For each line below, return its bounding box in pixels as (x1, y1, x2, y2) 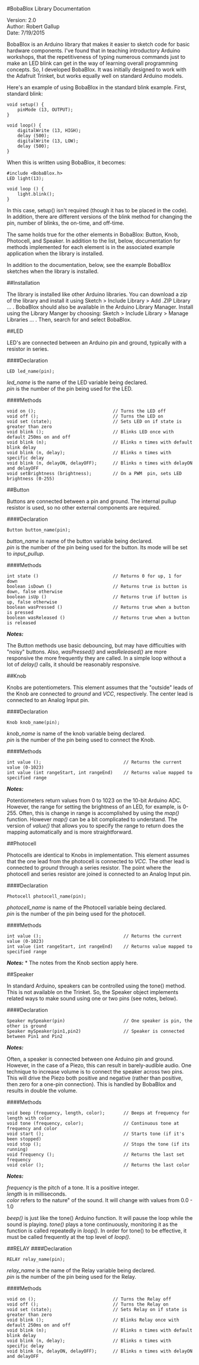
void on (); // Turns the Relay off (7, 1296, 171, 1302)
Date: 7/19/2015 (7, 29, 45, 36)
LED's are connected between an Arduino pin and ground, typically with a (7, 339, 187, 346)
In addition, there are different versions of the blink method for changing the (7, 213, 192, 220)
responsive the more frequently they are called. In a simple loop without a (7, 655, 186, 662)
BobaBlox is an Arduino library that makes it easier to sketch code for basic (7, 41, 190, 48)
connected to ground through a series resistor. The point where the (7, 864, 171, 871)
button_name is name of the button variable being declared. (7, 537, 153, 545)
